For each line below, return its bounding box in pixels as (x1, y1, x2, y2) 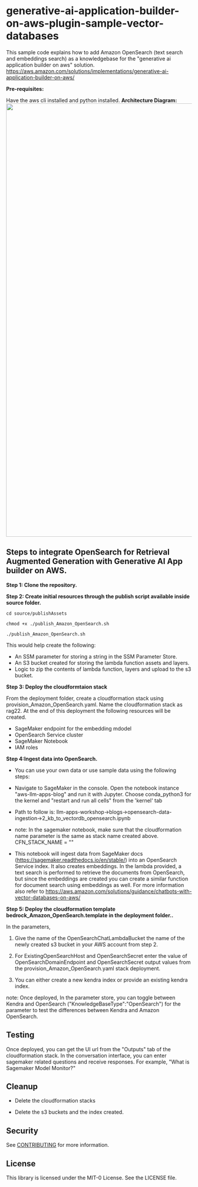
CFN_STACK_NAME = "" (14, 839, 74, 846)
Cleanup (6, 1081, 38, 1091)
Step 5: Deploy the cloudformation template (6, 905, 116, 912)
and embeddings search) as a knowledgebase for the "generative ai (6, 55, 171, 62)
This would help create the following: (6, 641, 96, 648)
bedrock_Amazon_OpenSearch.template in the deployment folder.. (6, 911, 174, 919)
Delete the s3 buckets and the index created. (14, 1108, 124, 1116)
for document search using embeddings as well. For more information (14, 881, 184, 888)
